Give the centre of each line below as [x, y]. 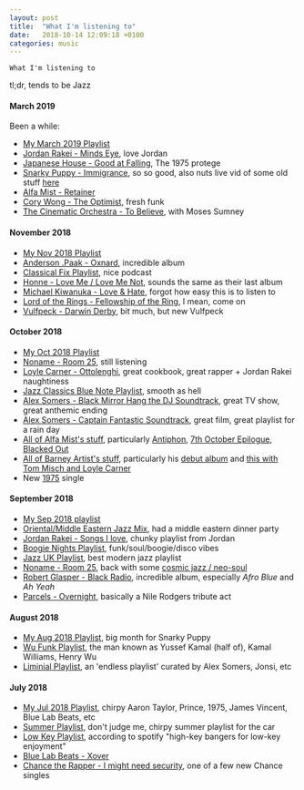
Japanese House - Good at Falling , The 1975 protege [122, 163]
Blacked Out [46, 448]
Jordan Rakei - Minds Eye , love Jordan [95, 154]
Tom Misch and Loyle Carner [77, 468]
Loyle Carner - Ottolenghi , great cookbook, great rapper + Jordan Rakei [157, 371]
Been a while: [35, 126]
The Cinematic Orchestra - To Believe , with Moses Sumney [133, 211]
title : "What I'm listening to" [73, 26]
